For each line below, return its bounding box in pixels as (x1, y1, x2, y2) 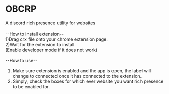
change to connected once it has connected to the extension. (12, 73, 142, 79)
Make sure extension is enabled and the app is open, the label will (12, 67, 151, 74)
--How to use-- (5, 57, 38, 64)
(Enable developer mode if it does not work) (5, 47, 98, 53)
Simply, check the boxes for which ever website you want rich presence (12, 78, 164, 84)
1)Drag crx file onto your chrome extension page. (5, 36, 108, 42)
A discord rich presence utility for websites (5, 20, 96, 26)
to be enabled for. (12, 83, 50, 89)
